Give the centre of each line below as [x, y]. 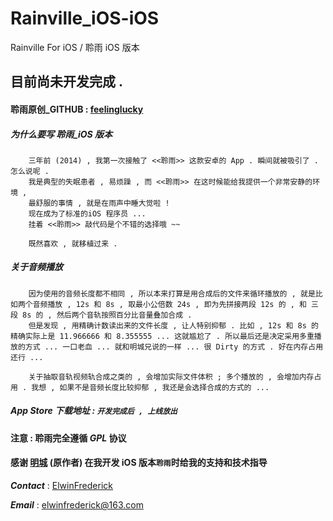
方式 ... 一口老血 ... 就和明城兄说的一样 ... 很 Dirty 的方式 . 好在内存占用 [174, 347]
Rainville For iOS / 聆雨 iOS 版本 [75, 47]
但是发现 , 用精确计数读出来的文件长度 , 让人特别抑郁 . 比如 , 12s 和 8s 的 [173, 325]
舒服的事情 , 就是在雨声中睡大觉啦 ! [102, 203]
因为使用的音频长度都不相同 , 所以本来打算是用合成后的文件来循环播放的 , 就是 [172, 293]
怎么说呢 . [30, 171]
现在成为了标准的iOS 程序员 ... [87, 213]
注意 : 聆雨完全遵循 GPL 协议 [68, 438]
